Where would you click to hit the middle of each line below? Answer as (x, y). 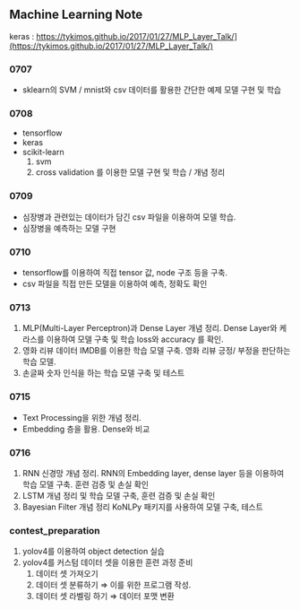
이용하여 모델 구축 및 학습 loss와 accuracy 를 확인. (135, 339)
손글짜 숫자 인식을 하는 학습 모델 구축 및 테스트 (103, 373)
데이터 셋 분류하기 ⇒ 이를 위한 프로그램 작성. (113, 585)
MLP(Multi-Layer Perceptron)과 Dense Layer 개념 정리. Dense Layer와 (150, 328)
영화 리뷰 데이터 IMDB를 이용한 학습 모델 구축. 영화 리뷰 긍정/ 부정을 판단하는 (156, 351)
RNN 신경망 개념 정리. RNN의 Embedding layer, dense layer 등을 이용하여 (153, 473)
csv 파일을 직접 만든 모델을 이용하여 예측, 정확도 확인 (115, 283)
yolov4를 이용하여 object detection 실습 (94, 552)
